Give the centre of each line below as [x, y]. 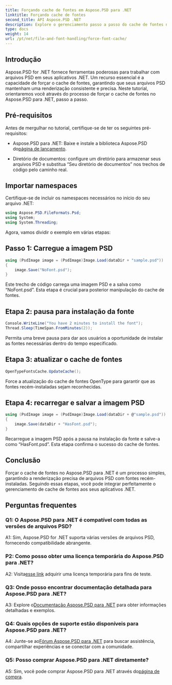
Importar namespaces [41, 186]
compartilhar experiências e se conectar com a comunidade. [69, 647]
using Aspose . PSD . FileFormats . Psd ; [43, 213]
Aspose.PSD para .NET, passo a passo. [47, 99]
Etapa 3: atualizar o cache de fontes [64, 359]
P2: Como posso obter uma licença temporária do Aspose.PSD [84, 557]
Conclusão [23, 460]
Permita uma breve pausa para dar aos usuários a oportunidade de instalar [84, 338]
